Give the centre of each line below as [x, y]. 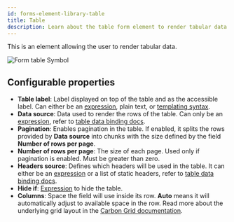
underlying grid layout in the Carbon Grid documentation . [100, 211]
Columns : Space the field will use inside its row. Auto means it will [113, 196]
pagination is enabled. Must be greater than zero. [88, 159]
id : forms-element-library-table [56, 14]
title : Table [26, 20]
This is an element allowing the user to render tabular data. [92, 47]
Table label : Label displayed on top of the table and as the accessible [118, 99]
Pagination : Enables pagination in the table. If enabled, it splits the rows [121, 129]
